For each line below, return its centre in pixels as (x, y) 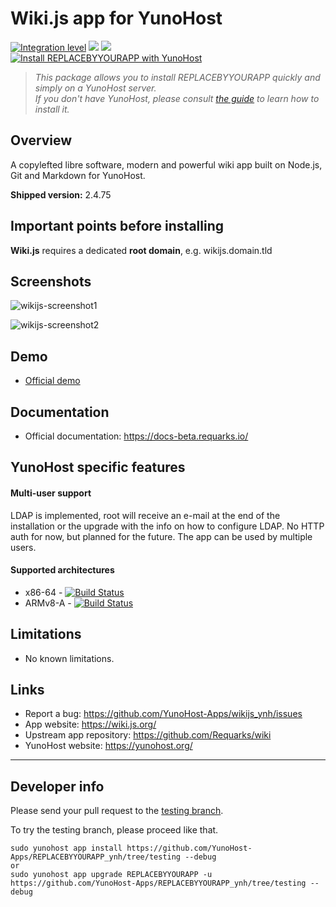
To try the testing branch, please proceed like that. (114, 830)
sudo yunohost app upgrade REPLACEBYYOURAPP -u (111, 875)
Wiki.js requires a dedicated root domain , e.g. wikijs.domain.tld (141, 250)
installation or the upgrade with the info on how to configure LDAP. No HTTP (167, 526)
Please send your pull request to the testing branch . (117, 811)
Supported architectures (62, 570)
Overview (41, 140)
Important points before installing (117, 226)
